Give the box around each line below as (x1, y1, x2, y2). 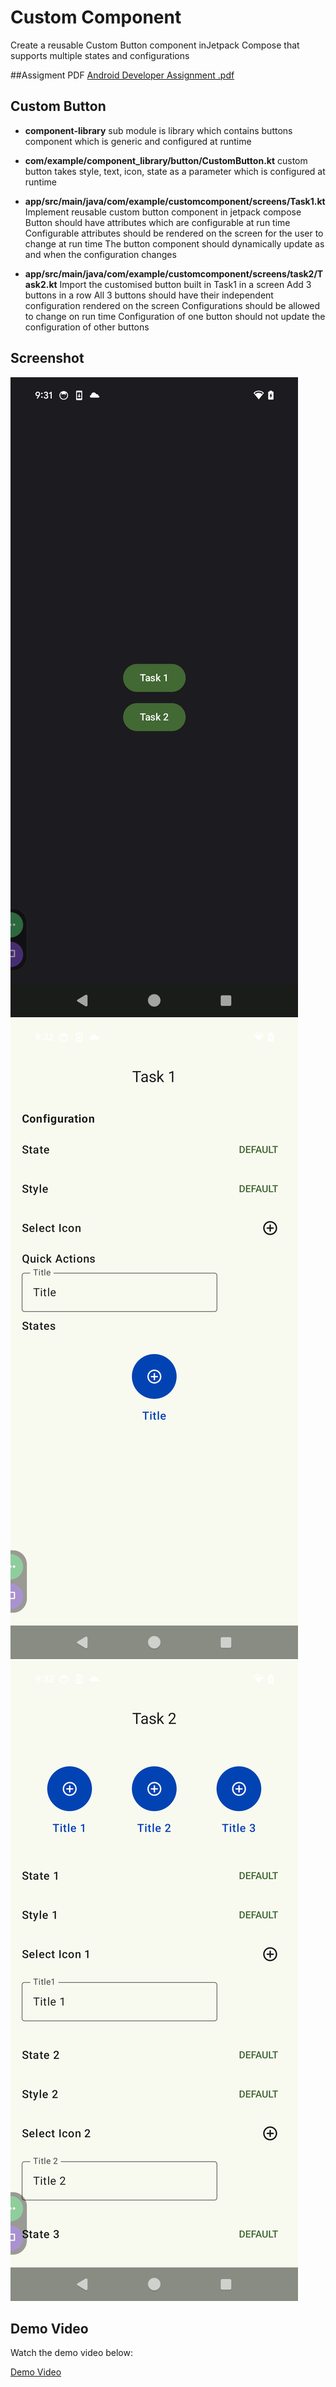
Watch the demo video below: (10, 2347, 133, 2359)
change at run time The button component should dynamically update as (24, 237, 325, 250)
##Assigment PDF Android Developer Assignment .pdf (10, 69, 235, 81)
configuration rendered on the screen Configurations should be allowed (24, 299, 321, 311)
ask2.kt (24, 278, 58, 290)
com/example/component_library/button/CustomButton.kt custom (24, 154, 308, 166)
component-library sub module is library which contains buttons (24, 124, 293, 136)
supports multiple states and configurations (10, 49, 190, 61)
